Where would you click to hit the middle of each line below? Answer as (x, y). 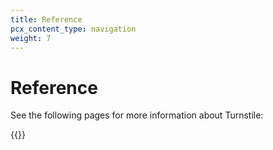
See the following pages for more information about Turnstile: (137, 115)
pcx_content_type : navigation (73, 29)
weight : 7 (31, 38)
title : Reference (46, 19)
